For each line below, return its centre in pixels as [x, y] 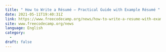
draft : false [19, 42]
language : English [24, 28]
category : [15, 33]
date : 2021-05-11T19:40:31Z [34, 14]
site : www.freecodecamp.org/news [40, 24]
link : [11, 19]
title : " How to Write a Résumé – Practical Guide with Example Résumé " [83, 10]
